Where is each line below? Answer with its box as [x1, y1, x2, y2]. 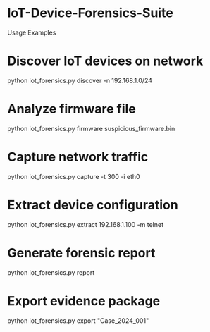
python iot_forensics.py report [7, 268, 95, 276]
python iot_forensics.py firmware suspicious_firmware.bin [7, 124, 175, 133]
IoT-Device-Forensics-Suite [7, 5, 174, 21]
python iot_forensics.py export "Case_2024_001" [7, 316, 149, 325]
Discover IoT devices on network [7, 53, 204, 69]
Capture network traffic [7, 149, 149, 165]
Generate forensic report [7, 245, 156, 261]
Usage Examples [7, 28, 56, 37]
